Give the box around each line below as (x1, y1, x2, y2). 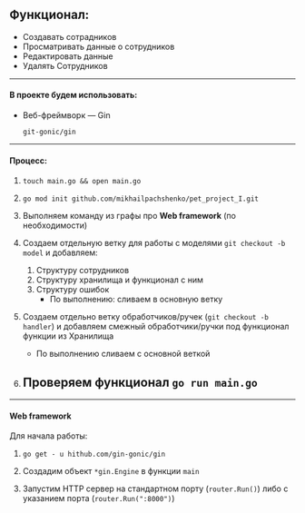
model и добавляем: (22, 247, 98, 258)
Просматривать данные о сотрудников (22, 41, 175, 52)
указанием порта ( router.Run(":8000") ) (22, 493, 175, 504)
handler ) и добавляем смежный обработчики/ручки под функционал (22, 321, 290, 332)
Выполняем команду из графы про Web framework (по (22, 211, 236, 222)
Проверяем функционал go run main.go (22, 374, 259, 390)
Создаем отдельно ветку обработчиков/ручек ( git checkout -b (22, 311, 270, 322)
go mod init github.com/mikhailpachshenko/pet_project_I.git (22, 194, 260, 203)
